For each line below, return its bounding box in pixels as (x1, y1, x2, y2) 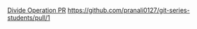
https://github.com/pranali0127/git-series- (67, 6, 191, 14)
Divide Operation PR (7, 6, 66, 14)
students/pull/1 (7, 13, 51, 22)
